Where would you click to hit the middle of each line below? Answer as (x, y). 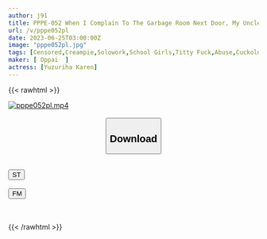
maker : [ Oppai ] (39, 60)
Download (133, 139)
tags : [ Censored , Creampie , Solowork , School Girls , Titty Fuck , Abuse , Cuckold (135, 52)
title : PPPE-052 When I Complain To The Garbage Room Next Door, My (124, 23)
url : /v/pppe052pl (39, 30)
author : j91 (28, 15)
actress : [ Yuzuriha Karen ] (53, 67)
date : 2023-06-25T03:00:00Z (55, 38)
